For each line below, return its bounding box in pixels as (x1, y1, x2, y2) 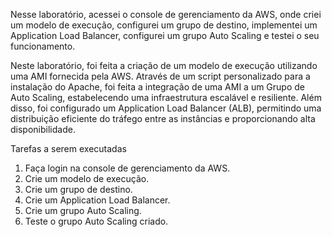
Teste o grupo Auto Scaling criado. (24, 215, 169, 227)
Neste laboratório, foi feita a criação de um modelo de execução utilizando (10, 60, 318, 71)
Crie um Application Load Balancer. (24, 194, 171, 206)
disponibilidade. (10, 124, 76, 135)
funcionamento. (10, 40, 76, 52)
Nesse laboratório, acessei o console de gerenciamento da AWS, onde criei (10, 9, 322, 20)
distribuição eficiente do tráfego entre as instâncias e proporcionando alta (10, 113, 316, 124)
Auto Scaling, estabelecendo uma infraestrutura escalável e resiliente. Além (10, 92, 322, 103)
